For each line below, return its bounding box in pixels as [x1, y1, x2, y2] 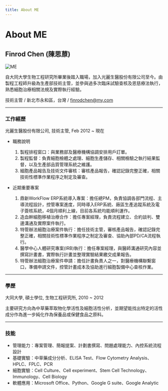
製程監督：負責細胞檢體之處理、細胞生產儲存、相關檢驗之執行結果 [19, 155, 156, 161]
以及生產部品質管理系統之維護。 [28, 161, 95, 167]
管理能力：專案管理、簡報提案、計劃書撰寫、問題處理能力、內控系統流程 [12, 342, 161, 348]
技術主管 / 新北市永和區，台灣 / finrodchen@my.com [5, 97, 113, 103]
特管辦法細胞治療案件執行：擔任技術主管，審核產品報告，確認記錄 [19, 226, 156, 232]
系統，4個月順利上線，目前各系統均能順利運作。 [33, 207, 132, 213]
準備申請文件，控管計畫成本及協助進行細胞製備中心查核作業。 [28, 263, 156, 270]
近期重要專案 [12, 184, 39, 190]
